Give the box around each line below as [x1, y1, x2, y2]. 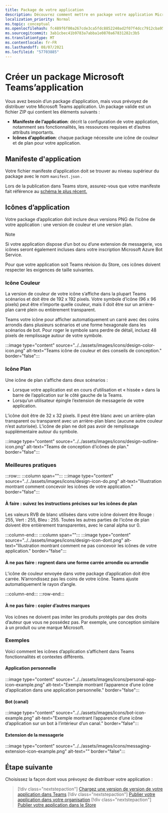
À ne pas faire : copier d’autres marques [5, 602, 90, 608]
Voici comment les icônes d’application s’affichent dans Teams [5, 648, 134, 654]
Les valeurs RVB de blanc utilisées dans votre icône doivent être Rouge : [5, 512, 154, 518]
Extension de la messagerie [5, 732, 64, 738]
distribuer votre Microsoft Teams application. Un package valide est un [5, 104, 151, 110]
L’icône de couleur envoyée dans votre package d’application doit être [5, 571, 150, 577]
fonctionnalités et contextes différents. [5, 654, 85, 660]
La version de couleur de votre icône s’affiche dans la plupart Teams [5, 291, 146, 297]
